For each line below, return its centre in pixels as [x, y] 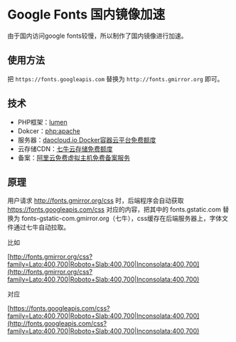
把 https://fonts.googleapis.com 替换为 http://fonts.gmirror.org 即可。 [116, 78]
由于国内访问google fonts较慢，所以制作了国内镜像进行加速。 [97, 36]
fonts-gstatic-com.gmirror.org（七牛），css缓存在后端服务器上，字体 [122, 219]
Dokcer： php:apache [49, 131]
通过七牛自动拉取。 [41, 227]
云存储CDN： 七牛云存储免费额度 [65, 149]
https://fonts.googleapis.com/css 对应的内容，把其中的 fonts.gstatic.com [114, 209]
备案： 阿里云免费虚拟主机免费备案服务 [74, 157]
